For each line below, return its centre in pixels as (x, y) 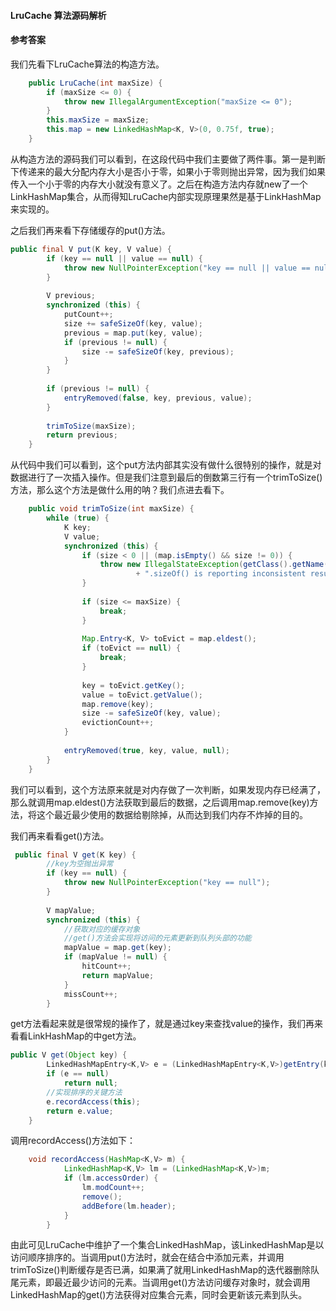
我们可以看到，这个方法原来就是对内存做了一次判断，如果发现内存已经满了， (168, 789)
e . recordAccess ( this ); (93, 1101)
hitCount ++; (106, 966)
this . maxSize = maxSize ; (98, 120)
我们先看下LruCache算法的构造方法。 (87, 64)
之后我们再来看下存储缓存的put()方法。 (90, 230)
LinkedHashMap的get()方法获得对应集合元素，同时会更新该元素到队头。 (159, 1295)
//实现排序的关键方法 (84, 1092)
